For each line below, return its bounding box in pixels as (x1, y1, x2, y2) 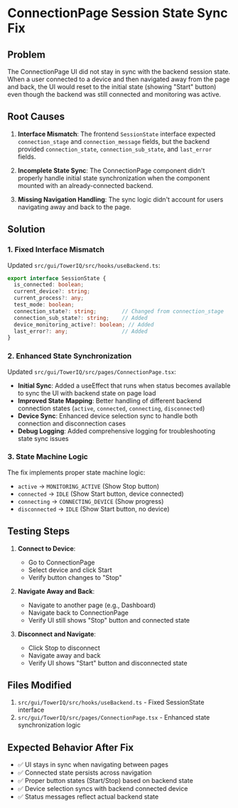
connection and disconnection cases (17, 419, 126, 428)
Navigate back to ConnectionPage (28, 608, 129, 617)
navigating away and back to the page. (17, 202, 131, 211)
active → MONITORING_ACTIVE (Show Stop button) (17, 482, 160, 490)
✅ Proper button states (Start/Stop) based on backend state (17, 777, 193, 785)
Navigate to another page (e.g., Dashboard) (28, 601, 156, 609)
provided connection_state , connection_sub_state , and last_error (17, 145, 212, 153)
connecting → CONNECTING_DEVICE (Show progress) (17, 497, 164, 505)
